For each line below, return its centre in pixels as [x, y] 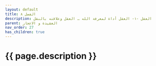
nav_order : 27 [20, 28]
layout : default [22, 9]
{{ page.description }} [51, 56]
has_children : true [25, 32]
